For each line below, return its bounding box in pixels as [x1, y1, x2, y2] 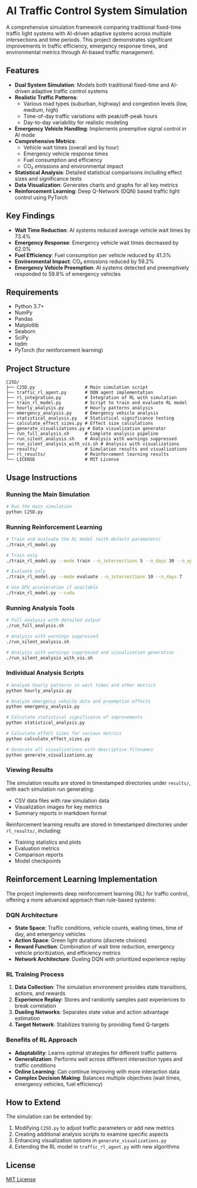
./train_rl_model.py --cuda [6, 590, 75, 596]
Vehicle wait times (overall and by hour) [23, 144, 119, 151]
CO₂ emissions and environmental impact [23, 162, 124, 169]
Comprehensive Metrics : [14, 137, 77, 145]
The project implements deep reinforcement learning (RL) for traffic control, [6, 890, 189, 897]
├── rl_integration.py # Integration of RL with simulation [6, 395, 177, 401]
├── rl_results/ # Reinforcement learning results [6, 451, 169, 457]
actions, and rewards [14, 990, 66, 997]
